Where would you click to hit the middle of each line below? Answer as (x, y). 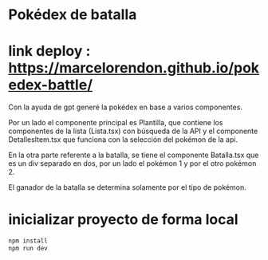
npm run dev (28, 248)
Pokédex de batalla (73, 15)
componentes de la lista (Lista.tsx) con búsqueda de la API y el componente (133, 131)
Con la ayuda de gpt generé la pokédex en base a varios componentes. (126, 107)
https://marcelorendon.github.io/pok (134, 68)
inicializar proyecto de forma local (123, 220)
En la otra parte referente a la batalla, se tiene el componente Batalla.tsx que (134, 155)
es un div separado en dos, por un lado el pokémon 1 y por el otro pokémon (132, 163)
